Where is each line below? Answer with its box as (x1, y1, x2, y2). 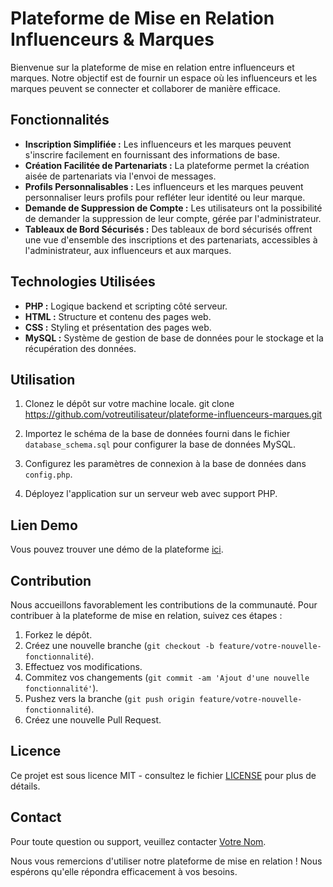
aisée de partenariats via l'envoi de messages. (24, 170, 217, 182)
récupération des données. (24, 342, 137, 354)
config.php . (24, 468, 73, 481)
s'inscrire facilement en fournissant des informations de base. (24, 148, 281, 161)
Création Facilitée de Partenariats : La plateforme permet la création (24, 159, 310, 171)
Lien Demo (10, 517, 78, 534)
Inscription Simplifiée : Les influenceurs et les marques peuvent (24, 138, 292, 150)
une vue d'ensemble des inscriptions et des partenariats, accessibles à (24, 233, 318, 246)
